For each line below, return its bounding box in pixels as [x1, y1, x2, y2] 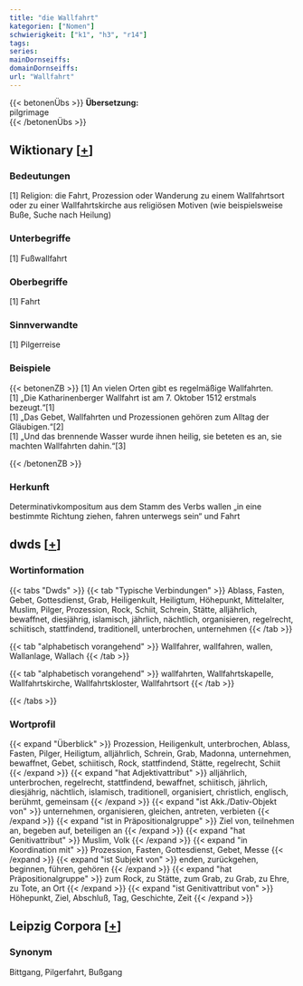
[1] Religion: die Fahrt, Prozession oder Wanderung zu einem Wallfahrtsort [9, 190, 285, 201]
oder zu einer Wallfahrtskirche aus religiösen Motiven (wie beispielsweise [9, 200, 283, 211]
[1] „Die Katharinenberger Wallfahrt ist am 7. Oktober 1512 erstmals [9, 391, 257, 403]
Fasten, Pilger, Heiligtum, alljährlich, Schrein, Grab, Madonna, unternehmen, [9, 748, 292, 759]
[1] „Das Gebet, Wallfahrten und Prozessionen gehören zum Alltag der [9, 411, 270, 422]
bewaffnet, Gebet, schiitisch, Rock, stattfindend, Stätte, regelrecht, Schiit [9, 758, 281, 768]
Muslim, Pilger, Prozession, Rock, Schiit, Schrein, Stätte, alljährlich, [9, 604, 258, 614]
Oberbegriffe [9, 275, 68, 288]
